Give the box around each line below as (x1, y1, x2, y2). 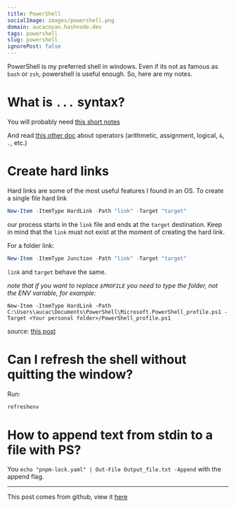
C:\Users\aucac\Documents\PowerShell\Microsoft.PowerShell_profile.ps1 (7, 308, 221, 315)
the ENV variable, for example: (7, 289, 96, 297)
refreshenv (7, 403, 39, 410)
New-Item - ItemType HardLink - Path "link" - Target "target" (7, 207, 188, 214)
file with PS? (7, 442, 81, 457)
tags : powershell (7, 30, 58, 37)
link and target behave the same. (7, 268, 107, 276)
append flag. (7, 472, 44, 481)
